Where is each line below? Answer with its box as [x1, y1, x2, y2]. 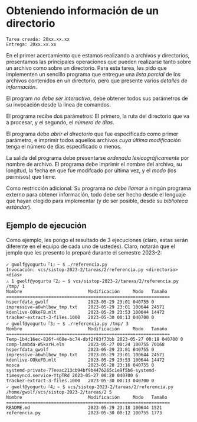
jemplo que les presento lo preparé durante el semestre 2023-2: [6, 249, 162, 256]
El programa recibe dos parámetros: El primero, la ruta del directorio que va [6, 112, 190, 120]
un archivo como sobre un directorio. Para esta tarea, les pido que [6, 64, 167, 72]
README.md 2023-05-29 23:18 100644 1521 [6, 404, 162, 411]
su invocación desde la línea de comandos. [6, 101, 111, 108]
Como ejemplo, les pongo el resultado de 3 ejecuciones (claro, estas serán [6, 236, 188, 243]
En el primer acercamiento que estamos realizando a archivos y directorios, [6, 51, 190, 59]
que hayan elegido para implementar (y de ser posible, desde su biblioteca [6, 197, 188, 204]
